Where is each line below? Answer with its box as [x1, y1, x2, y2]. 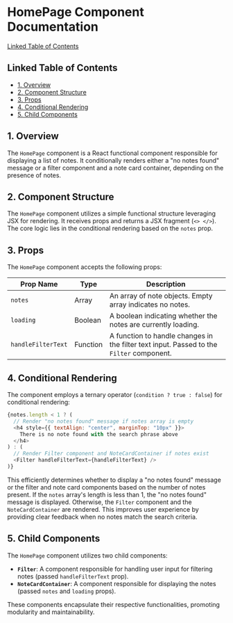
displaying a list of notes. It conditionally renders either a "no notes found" [7, 156, 220, 164]
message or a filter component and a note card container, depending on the [7, 163, 224, 172]
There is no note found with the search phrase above [19, 430, 178, 438]
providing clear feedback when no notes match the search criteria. [7, 512, 198, 521]
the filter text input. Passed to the [110, 340, 218, 350]
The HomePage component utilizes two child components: [7, 551, 168, 560]
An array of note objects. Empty [110, 291, 213, 301]
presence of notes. [7, 171, 61, 179]
